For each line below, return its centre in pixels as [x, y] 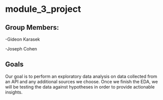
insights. [14, 92]
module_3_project [43, 9]
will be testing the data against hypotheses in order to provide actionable [80, 87]
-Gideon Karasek [23, 39]
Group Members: [32, 27]
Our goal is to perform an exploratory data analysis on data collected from [81, 76]
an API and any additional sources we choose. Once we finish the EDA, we [81, 81]
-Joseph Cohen [21, 49]
